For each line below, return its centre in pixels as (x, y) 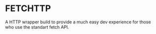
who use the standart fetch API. (37, 27)
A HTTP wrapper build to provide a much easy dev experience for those (78, 22)
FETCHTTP (28, 8)
